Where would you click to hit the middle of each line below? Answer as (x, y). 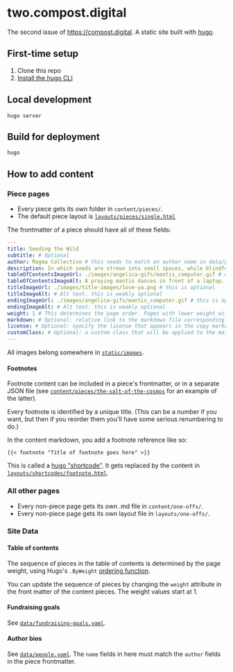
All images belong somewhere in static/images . (76, 352)
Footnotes (22, 368)
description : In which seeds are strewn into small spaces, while (105, 268)
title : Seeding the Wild (43, 249)
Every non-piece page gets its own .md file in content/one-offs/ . (110, 506)
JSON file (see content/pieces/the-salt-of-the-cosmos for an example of (112, 391)
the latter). (22, 398)
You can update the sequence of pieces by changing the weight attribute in (114, 584)
